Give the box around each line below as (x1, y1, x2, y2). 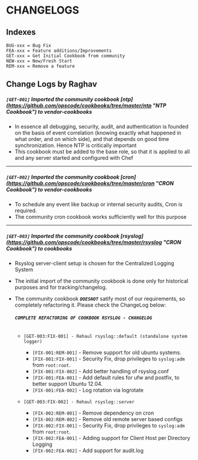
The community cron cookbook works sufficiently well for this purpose (14, 213, 187, 221)
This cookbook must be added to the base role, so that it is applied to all (14, 148, 190, 155)
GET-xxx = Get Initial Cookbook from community (6, 53, 126, 59)
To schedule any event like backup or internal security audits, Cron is (14, 201, 183, 208)
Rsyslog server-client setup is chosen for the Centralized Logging (14, 260, 174, 267)
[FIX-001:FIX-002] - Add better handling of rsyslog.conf (32, 367, 169, 374)
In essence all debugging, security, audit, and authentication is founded (14, 123, 189, 130)
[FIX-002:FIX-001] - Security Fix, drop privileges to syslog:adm (32, 422, 185, 429)
